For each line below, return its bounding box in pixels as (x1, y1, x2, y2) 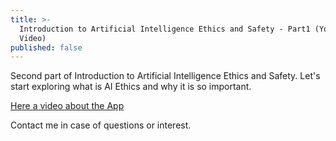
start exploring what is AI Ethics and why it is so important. (10, 81, 252, 93)
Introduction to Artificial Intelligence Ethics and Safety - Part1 (19, 24, 311, 34)
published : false (10, 42, 83, 53)
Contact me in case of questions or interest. (10, 119, 192, 131)
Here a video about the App (10, 100, 125, 112)
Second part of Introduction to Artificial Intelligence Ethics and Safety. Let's (10, 70, 321, 82)
